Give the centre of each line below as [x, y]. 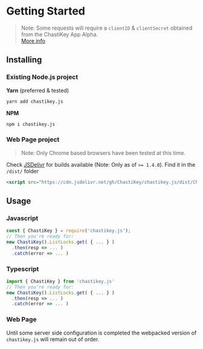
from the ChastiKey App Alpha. [60, 34]
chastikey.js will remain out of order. [53, 339]
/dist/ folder [23, 171]
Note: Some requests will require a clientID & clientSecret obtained [107, 28]
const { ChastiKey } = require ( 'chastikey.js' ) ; [69, 231]
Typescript [23, 269]
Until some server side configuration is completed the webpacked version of [101, 333]
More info [33, 41]
